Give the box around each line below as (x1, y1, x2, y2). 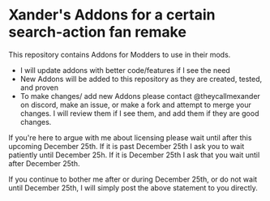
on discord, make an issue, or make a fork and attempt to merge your (19, 100, 251, 109)
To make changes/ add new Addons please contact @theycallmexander (19, 91, 261, 100)
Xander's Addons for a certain (8, 6, 216, 24)
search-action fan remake (8, 23, 186, 41)
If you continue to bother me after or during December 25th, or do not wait (8, 174, 258, 184)
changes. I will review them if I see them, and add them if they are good (19, 108, 259, 118)
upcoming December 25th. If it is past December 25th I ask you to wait (8, 141, 245, 151)
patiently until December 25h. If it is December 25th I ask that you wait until (8, 150, 260, 160)
